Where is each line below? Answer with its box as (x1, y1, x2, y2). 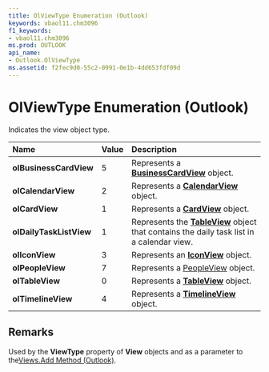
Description (131, 143, 178, 154)
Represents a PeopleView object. (131, 262, 255, 273)
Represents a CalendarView (131, 180, 239, 191)
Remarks (8, 326, 54, 339)
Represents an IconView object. (131, 249, 252, 260)
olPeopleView (12, 262, 66, 273)
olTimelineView (12, 293, 73, 304)
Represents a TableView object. (131, 275, 252, 286)
